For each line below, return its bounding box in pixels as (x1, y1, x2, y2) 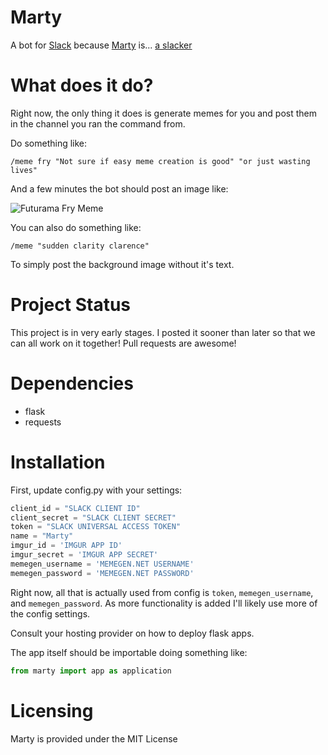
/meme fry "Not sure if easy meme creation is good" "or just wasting (10, 156, 311, 166)
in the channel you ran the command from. (10, 117, 186, 130)
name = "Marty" (10, 531, 74, 541)
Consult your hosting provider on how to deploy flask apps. (10, 627, 255, 639)
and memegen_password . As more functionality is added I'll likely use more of (10, 597, 318, 609)
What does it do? (10, 74, 154, 97)
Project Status (10, 294, 132, 316)
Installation (10, 451, 106, 473)
